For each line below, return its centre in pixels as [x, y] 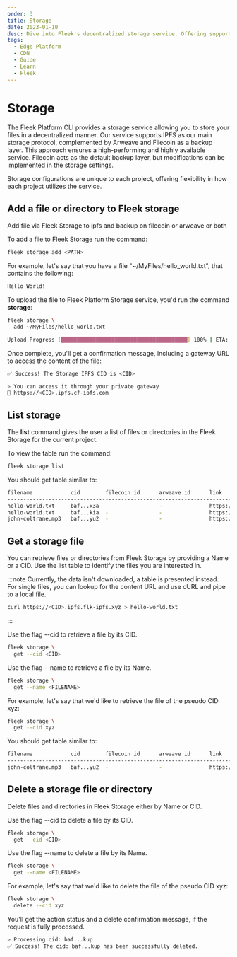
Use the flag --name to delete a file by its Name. [77, 853]
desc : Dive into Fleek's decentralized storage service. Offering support [120, 34]
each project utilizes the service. [55, 186]
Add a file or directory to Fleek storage [93, 208]
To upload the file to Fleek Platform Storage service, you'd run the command [119, 300]
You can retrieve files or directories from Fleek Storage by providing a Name [118, 558]
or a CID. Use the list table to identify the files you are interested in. [105, 566]
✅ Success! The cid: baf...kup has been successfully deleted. [103, 946]
